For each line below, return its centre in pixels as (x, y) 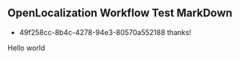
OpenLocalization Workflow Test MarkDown (120, 13)
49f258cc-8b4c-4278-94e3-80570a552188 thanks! (105, 32)
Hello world (26, 48)
